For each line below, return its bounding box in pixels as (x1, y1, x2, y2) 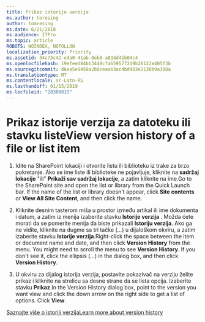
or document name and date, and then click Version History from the (15, 239, 190, 246)
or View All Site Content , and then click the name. (15, 194, 143, 202)
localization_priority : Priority (6, 49, 92, 55)
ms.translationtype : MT (6, 72, 67, 78)
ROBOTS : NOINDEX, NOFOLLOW (6, 44, 75, 50)
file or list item (6, 142, 81, 155)
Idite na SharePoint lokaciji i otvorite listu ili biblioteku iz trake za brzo (15, 162, 190, 169)
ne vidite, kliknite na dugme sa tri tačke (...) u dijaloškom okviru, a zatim (15, 226, 196, 234)
